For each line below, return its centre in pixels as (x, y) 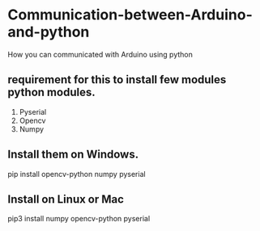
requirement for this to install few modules (117, 80)
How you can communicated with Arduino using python (100, 54)
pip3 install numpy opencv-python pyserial (79, 219)
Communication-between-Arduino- (130, 15)
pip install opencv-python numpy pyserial (77, 174)
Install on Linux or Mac (66, 199)
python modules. (51, 92)
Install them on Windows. (73, 155)
